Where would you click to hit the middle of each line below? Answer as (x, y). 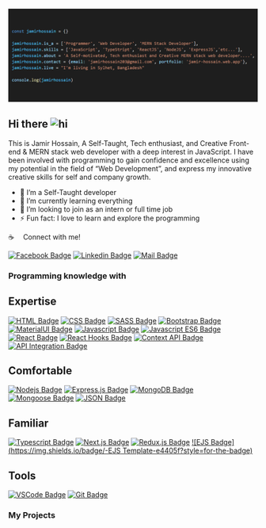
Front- (239, 143)
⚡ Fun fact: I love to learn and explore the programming (110, 218)
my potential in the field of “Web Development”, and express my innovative (130, 168)
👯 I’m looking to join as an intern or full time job (96, 209)
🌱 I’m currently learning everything (76, 201)
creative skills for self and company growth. (80, 177)
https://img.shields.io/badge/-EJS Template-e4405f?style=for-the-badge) (132, 451)
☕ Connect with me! (44, 237)
